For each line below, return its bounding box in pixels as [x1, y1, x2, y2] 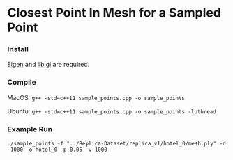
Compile [7, 78, 36, 88]
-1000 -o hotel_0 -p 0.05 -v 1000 [7, 146, 108, 154]
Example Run [7, 124, 53, 134]
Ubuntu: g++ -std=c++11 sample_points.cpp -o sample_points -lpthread [7, 106, 216, 115]
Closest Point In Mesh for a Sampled [7, 5, 222, 21]
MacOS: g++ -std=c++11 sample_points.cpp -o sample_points [7, 93, 185, 102]
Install [7, 45, 29, 54]
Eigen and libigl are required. [7, 61, 90, 69]
